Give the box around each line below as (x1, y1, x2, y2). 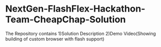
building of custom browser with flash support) (5, 36, 105, 42)
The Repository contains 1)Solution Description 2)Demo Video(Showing (5, 30, 156, 36)
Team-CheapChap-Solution (5, 14, 126, 25)
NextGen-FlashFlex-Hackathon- (5, 3, 146, 15)
